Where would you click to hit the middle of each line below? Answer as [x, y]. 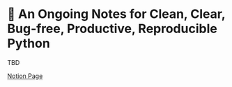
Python [29, 43]
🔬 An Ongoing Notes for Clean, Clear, [116, 14]
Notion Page [25, 76]
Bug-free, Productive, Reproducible [112, 29]
